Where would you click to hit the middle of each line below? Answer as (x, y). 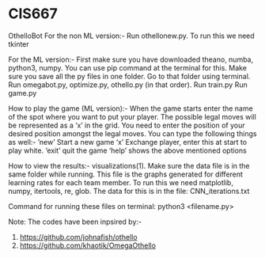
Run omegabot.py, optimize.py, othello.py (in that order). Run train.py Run (128, 85)
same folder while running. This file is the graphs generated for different (126, 174)
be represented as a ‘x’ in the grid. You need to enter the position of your (127, 125)
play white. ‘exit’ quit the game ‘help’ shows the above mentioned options (127, 150)
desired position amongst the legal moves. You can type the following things (132, 133)
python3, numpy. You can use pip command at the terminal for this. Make (128, 67)
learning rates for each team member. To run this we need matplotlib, (121, 182)
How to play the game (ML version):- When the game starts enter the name (131, 108)
